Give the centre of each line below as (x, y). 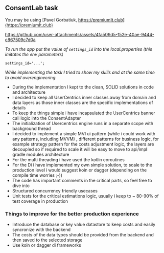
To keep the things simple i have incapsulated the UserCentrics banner (84, 113)
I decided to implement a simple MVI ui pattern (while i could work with (84, 133)
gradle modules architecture (41, 154)
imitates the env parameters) (34, 54)
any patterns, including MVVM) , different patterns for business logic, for (85, 139)
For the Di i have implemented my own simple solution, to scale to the (82, 165)
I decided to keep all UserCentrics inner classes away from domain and (84, 97)
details (19, 107)
